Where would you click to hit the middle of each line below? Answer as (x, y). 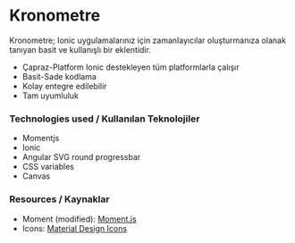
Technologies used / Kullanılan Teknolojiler (105, 119)
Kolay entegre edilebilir (64, 86)
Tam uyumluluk (50, 96)
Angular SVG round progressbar (81, 157)
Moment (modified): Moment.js (79, 219)
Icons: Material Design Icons (75, 228)
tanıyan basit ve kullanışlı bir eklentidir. (80, 49)
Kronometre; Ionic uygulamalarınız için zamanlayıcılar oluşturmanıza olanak (147, 40)
